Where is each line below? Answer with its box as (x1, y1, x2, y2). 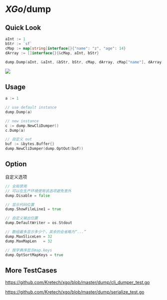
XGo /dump (5, 3, 51, 15)
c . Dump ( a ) (5, 128, 26, 133)
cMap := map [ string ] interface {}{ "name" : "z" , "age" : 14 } (5, 46, 126, 51)
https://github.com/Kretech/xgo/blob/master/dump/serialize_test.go (5, 289, 145, 295)
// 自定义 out (5, 137, 32, 142)
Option (5, 160, 27, 168)
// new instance (5, 118, 39, 123)
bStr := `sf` (5, 41, 32, 46)
